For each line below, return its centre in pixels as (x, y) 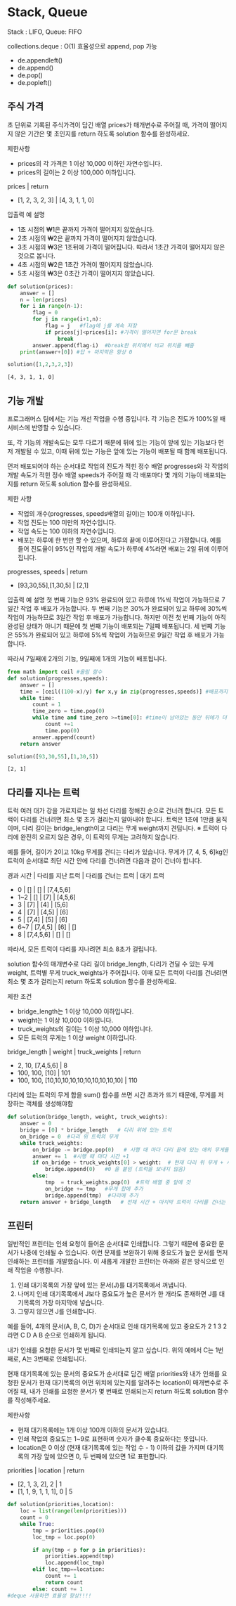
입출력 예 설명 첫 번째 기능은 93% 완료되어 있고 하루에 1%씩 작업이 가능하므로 (114, 600)
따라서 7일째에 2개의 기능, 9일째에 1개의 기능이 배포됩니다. (87, 659)
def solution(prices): (40, 286)
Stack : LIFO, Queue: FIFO (45, 32)
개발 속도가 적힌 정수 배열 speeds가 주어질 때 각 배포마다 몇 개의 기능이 (105, 475)
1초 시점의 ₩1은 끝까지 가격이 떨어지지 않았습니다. (86, 229)
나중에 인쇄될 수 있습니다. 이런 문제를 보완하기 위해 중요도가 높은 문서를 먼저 (124, 1252)
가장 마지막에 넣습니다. (73, 1303)
